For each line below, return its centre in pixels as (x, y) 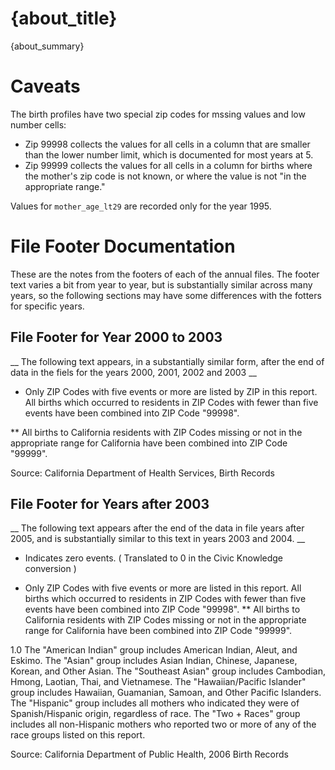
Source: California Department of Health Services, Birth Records (143, 473)
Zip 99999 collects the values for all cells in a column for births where (168, 165)
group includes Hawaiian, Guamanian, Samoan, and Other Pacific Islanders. (166, 693)
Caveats (45, 86)
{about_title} (64, 18)
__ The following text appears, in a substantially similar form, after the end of (167, 361)
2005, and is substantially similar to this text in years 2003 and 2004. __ (158, 539)
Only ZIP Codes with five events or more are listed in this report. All (163, 588)
